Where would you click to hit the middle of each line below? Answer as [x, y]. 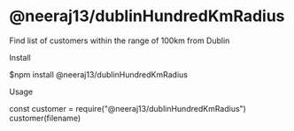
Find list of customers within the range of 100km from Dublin [120, 40]
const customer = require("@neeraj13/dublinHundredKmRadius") [128, 108]
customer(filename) [45, 118]
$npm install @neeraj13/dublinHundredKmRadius [99, 74]
